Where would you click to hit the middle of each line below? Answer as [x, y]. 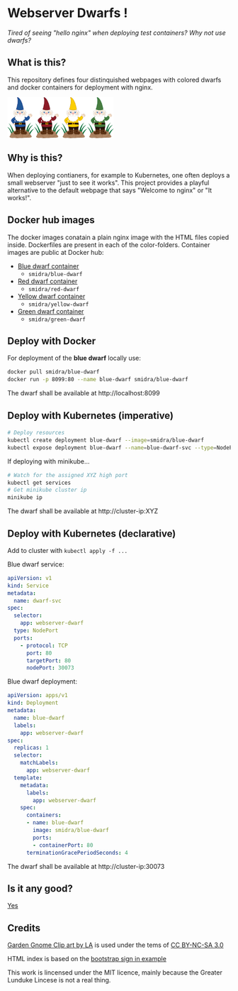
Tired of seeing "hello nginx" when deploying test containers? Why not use [117, 33]
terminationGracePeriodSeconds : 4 [77, 853]
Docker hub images [51, 220]
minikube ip [25, 498]
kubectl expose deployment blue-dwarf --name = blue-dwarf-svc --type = [112, 448]
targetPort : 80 [49, 661]
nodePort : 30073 [50, 668]
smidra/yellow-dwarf [58, 304]
